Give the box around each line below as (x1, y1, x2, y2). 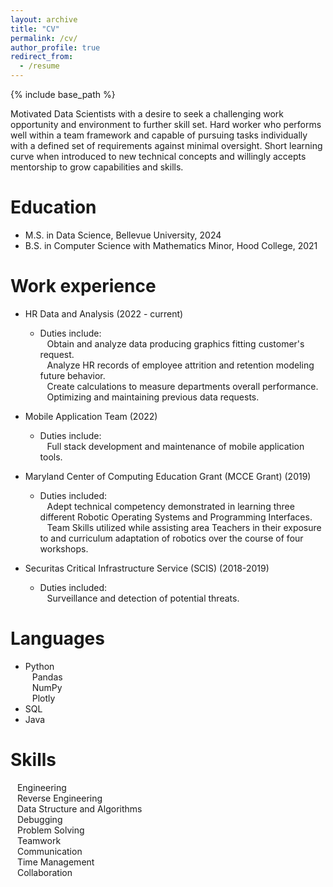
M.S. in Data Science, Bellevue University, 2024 (24, 229, 222, 241)
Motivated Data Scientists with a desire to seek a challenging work (10, 108, 285, 120)
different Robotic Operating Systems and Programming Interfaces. (39, 511, 313, 523)
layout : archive (10, 14, 78, 25)
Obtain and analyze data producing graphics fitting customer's (46, 337, 305, 350)
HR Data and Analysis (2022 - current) (24, 307, 184, 320)
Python (24, 660, 55, 672)
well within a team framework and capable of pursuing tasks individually (10, 129, 308, 141)
